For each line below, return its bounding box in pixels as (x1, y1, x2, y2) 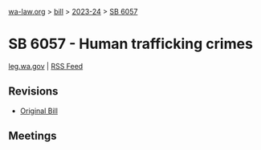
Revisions (8, 84, 59, 99)
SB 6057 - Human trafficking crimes (8, 35, 253, 53)
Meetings (8, 129, 58, 143)
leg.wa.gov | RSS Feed (8, 61, 84, 71)
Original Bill (19, 106, 59, 116)
